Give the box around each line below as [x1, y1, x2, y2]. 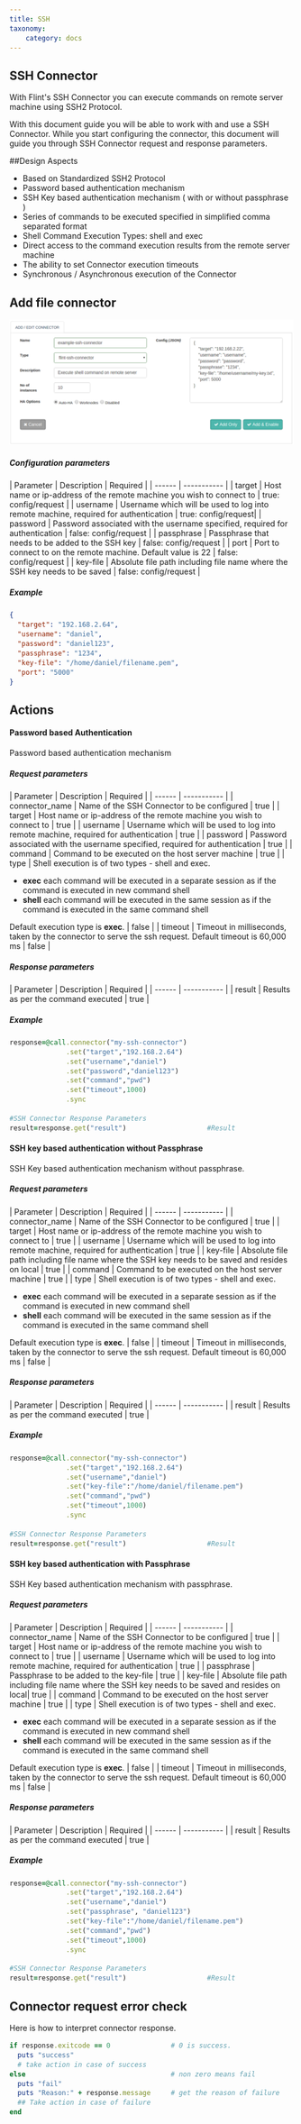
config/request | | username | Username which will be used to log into [9, 499, 269, 510]
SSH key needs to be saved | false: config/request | [9, 566, 201, 577]
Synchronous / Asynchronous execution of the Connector [22, 269, 237, 279]
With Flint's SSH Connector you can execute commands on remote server [9, 92, 284, 103]
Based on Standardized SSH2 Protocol [22, 173, 166, 184]
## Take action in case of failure [17, 2098, 151, 2108]
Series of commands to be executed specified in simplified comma [22, 212, 270, 223]
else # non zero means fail [9, 2069, 256, 2079]
